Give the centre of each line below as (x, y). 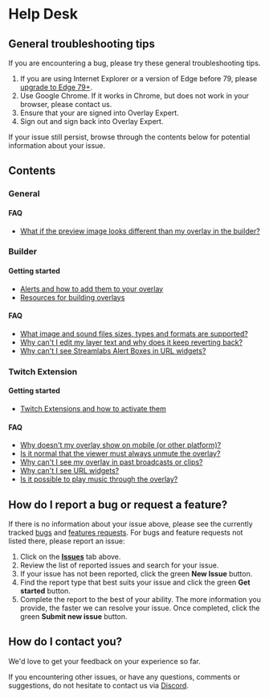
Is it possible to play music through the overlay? (99, 479)
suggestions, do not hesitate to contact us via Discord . (98, 685)
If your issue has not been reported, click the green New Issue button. (136, 573)
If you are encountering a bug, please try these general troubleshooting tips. (134, 63)
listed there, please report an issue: (67, 541)
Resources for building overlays (72, 297)
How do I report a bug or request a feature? (118, 504)
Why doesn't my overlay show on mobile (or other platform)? (120, 445)
